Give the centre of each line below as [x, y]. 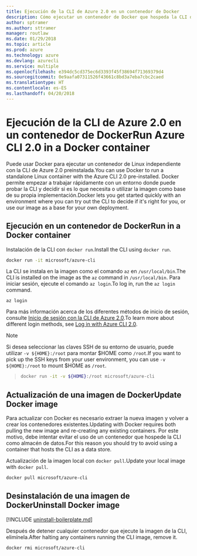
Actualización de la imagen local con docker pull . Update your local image [96, 461]
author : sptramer [27, 22]
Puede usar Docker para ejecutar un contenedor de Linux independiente [94, 164]
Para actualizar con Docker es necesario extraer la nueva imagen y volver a [97, 418]
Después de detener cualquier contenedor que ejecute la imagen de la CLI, [97, 531]
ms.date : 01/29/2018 [31, 39]
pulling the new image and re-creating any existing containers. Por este [92, 431]
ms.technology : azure [33, 55]
